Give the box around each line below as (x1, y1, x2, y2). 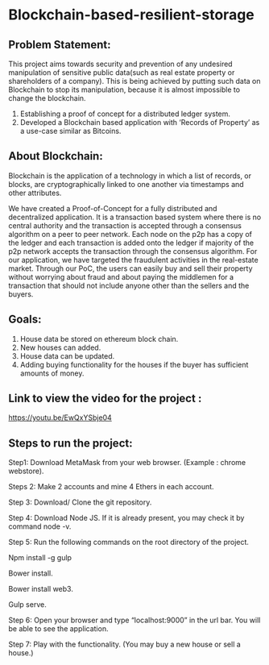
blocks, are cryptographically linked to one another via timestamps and (8, 179, 244, 189)
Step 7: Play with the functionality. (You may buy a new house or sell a (8, 639, 242, 650)
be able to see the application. (8, 624, 109, 634)
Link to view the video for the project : (8, 392, 202, 405)
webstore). (8, 466, 44, 476)
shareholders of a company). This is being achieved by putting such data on (8, 77, 261, 85)
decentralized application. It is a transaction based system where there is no (8, 212, 262, 222)
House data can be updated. (19, 351, 115, 360)
